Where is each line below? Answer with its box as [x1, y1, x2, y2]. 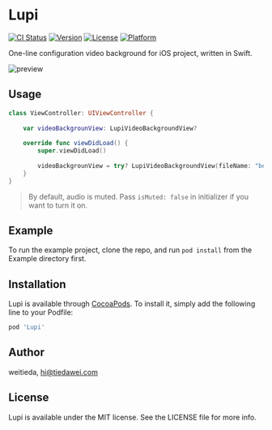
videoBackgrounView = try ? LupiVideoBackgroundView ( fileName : [37, 161, 252, 170]
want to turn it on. [28, 200, 87, 210]
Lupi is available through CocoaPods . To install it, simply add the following [8, 299, 256, 309]
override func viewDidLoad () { [23, 140, 129, 148]
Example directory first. [8, 254, 87, 264]
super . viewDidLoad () [37, 147, 107, 155]
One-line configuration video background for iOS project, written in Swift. [8, 48, 253, 58]
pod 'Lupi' [8, 323, 45, 332]
